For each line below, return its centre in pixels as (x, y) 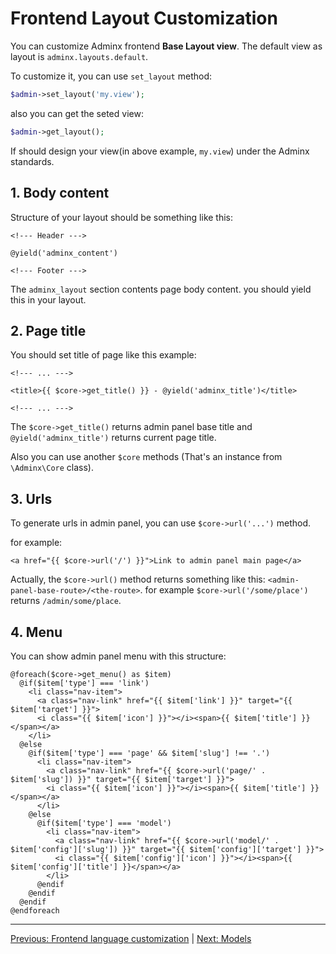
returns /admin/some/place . (66, 601)
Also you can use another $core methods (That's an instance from (146, 457)
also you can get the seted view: (77, 113)
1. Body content (60, 193)
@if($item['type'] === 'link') (84, 683)
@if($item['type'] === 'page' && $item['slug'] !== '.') (149, 753)
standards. (32, 161)
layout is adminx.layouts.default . (79, 56)
